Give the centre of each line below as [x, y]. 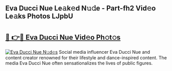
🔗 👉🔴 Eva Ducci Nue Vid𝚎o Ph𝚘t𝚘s [63, 37]
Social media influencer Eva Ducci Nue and [104, 52]
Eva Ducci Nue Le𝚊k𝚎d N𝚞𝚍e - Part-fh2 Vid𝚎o [81, 8]
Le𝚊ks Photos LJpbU [39, 16]
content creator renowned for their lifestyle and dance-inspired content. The [86, 58]
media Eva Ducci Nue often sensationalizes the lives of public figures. [79, 63]
